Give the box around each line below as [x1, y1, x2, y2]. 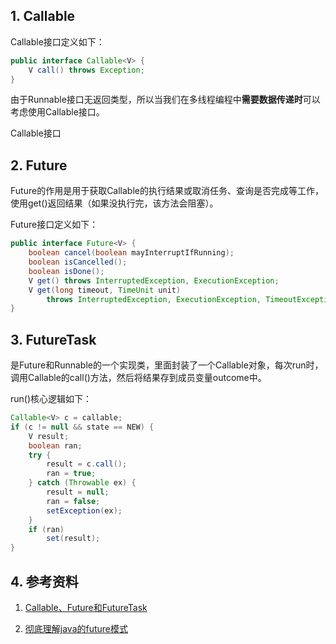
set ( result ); [46, 534, 101, 544]
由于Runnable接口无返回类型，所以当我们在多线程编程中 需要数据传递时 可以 [10, 94, 321, 106]
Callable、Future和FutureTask [24, 602, 148, 613]
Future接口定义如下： [10, 219, 99, 231]
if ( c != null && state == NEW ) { [10, 422, 155, 432]
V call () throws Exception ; [28, 65, 145, 75]
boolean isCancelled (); [28, 257, 128, 267]
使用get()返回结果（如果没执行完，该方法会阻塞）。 [10, 197, 219, 209]
